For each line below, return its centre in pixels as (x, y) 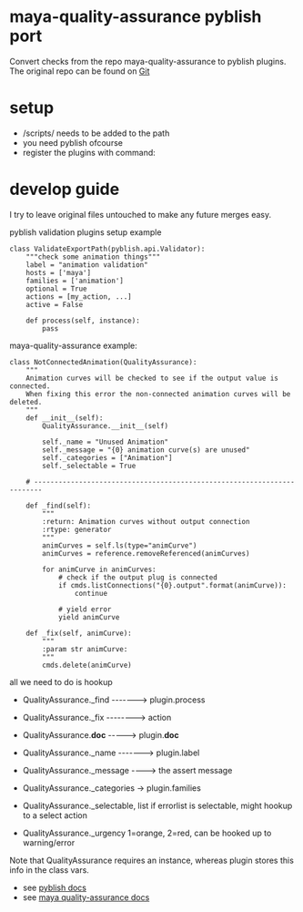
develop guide (65, 190)
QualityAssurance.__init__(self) (106, 425)
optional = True (57, 289)
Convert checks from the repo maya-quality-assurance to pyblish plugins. (148, 61)
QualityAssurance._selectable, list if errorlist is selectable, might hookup (157, 805)
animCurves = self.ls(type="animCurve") (120, 545)
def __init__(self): (65, 418)
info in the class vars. (49, 870)
